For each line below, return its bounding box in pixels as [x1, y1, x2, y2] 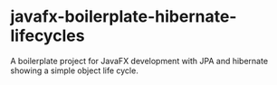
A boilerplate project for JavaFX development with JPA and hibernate [10, 55, 269, 66]
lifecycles [10, 25, 85, 46]
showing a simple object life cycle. [10, 65, 138, 76]
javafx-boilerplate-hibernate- [10, 6, 237, 27]
